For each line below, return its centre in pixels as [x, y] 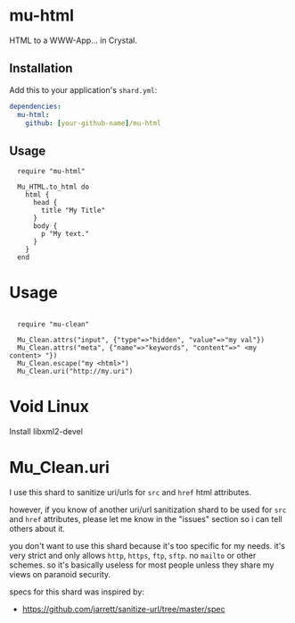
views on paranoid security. [60, 574]
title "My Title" [73, 211]
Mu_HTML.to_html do [53, 187]
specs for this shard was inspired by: [77, 592]
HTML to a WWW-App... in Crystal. [74, 40]
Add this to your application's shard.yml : [83, 89]
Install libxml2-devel [46, 432]
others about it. [37, 529]
